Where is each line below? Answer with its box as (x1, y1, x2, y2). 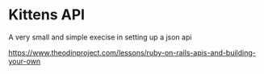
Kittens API (8, 6, 86, 24)
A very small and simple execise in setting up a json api (8, 32, 192, 42)
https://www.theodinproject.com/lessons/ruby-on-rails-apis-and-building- (8, 47, 256, 57)
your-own (8, 56, 41, 66)
